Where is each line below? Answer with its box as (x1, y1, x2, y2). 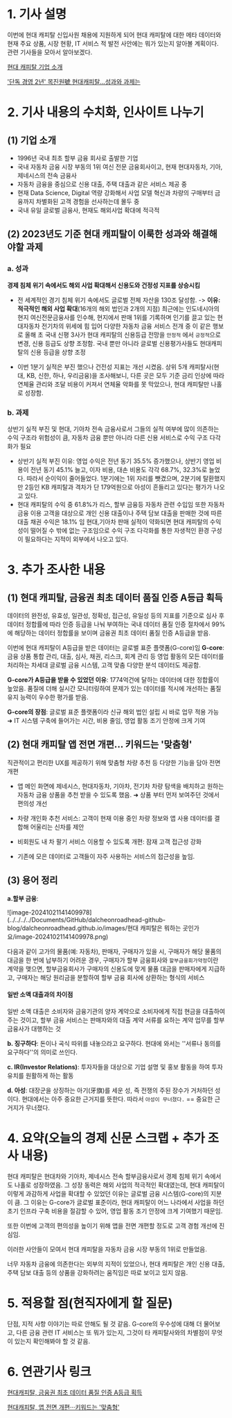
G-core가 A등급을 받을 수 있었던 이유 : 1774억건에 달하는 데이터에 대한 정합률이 (7, 675, 220, 684)
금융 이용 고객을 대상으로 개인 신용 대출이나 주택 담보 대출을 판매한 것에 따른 (17, 508, 223, 517)
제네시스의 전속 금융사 (17, 171, 78, 179)
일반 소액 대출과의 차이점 (7, 990, 73, 999)
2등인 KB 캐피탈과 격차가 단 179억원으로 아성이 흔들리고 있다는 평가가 (24, 483, 213, 491)
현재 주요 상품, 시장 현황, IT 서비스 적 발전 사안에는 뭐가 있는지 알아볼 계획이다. (7, 39, 220, 47)
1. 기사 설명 (7, 6, 67, 22)
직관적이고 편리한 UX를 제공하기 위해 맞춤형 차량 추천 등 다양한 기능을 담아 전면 (7, 758, 221, 767)
